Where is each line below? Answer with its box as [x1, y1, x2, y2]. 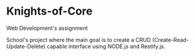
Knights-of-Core [6, 4, 93, 18]
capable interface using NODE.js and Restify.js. [46, 43, 166, 50]
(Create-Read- [152, 36, 189, 43]
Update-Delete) [6, 43, 46, 50]
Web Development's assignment [6, 24, 88, 32]
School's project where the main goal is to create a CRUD [6, 36, 151, 43]
